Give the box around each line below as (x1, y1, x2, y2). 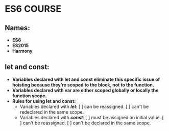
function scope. (12, 93, 47, 99)
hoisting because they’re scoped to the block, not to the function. (12, 81, 154, 88)
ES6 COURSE (5, 3, 62, 15)
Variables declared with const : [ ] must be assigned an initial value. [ (19, 114, 164, 120)
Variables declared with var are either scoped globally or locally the (12, 87, 159, 93)
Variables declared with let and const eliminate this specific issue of (12, 76, 160, 82)
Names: (5, 24, 30, 32)
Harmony (12, 48, 33, 54)
